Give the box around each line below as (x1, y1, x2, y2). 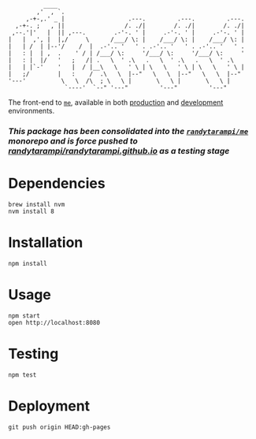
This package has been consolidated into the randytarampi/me (8, 125, 249, 136)
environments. (8, 106, 55, 115)
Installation (8, 234, 83, 251)
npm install (8, 259, 47, 267)
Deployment (8, 396, 91, 415)
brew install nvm (8, 200, 65, 208)
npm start (8, 311, 41, 320)
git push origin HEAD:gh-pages (8, 423, 111, 431)
